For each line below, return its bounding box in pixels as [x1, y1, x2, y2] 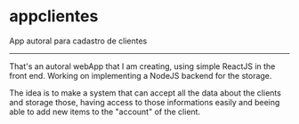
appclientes [9, 6, 99, 27]
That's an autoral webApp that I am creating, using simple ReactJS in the [9, 60, 276, 72]
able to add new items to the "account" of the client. [9, 106, 201, 117]
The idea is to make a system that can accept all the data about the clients [9, 87, 282, 98]
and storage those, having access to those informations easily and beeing [9, 97, 280, 107]
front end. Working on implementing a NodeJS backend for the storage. [9, 70, 272, 81]
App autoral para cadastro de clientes [9, 35, 148, 46]
